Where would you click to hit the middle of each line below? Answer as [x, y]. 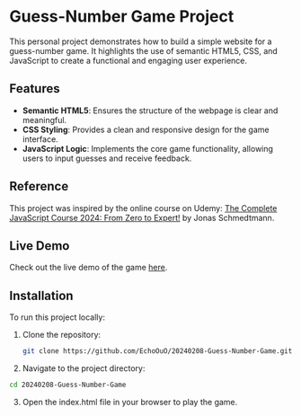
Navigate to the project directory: [84, 368]
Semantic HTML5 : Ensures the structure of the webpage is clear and [150, 111]
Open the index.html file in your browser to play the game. [130, 402]
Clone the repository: [62, 335]
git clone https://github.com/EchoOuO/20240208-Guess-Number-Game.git [157, 351]
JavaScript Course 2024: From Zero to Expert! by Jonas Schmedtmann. [142, 217]
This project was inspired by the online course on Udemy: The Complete [143, 208]
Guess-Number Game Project [122, 17]
